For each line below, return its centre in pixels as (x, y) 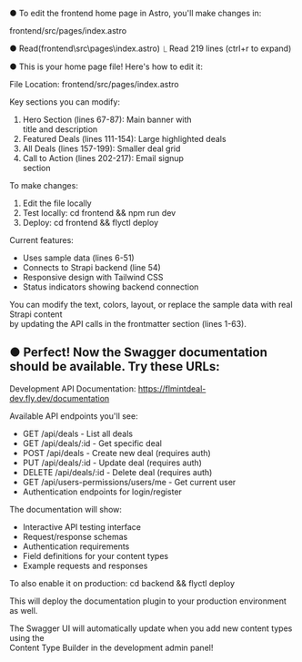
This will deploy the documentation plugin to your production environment (148, 601)
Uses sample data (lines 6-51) (78, 258)
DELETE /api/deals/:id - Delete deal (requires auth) (117, 472)
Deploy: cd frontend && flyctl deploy (91, 223)
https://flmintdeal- (172, 388)
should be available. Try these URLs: (115, 367)
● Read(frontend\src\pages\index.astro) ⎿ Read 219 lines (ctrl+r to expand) (151, 48)
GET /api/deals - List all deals (78, 433)
